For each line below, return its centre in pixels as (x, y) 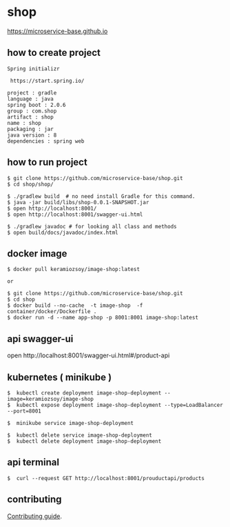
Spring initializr (33, 69)
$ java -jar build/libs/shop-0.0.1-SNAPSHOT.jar (78, 202)
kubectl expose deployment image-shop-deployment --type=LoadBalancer (120, 405)
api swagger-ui (40, 339)
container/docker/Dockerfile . (52, 312)
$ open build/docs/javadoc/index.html (63, 232)
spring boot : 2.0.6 (37, 105)
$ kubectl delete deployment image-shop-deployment (84, 441)
